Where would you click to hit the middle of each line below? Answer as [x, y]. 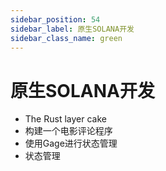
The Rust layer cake [65, 119]
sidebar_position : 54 [55, 19]
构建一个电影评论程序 [68, 131]
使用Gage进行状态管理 [71, 143]
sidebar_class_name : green [66, 38]
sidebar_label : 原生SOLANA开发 [72, 29]
